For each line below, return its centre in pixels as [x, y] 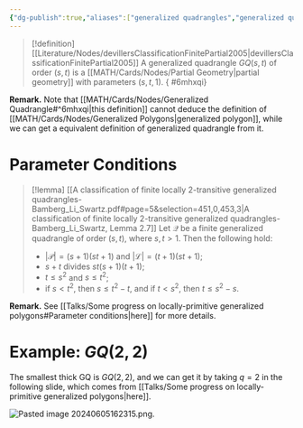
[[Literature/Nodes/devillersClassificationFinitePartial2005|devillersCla [162, 53]
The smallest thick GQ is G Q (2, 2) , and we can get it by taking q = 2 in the [146, 377]
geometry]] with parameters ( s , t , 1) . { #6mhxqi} [119, 81]
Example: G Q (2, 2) [79, 352]
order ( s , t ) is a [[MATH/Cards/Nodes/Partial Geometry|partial [145, 72]
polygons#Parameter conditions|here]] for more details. [113, 315]
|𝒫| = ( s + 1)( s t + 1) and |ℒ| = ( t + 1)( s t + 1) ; [124, 256]
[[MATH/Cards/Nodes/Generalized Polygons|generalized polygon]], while [146, 118]
